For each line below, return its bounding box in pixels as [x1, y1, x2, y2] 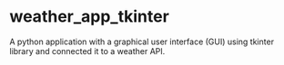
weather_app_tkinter [9, 6, 170, 27]
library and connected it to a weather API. [9, 45, 166, 56]
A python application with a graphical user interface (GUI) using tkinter [9, 36, 275, 47]
